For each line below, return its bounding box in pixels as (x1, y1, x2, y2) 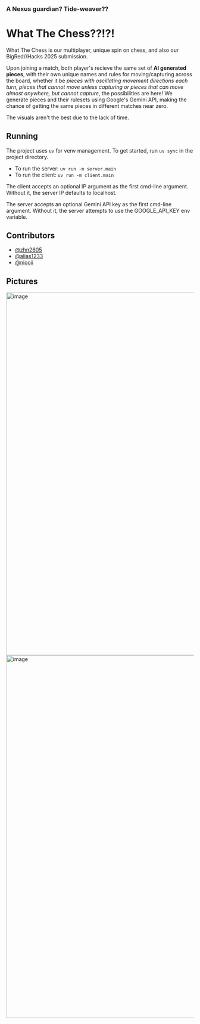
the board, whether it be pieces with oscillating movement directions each (6, 77, 188, 84)
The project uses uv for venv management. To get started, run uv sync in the (6, 147, 193, 154)
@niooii (14, 259, 34, 266)
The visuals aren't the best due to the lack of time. (6, 114, 130, 121)
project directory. (6, 153, 49, 160)
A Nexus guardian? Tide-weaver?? (6, 5, 109, 13)
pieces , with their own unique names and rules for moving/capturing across (6, 70, 192, 77)
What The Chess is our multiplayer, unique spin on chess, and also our (6, 46, 179, 54)
